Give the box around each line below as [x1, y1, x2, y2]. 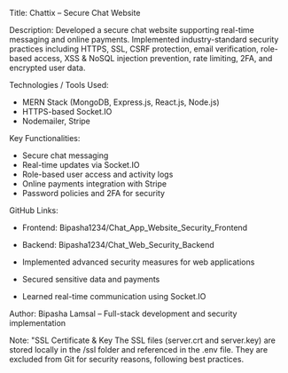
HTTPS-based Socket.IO [21, 107, 113, 116]
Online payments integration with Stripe [21, 179, 167, 189]
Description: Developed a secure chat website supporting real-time [9, 25, 254, 35]
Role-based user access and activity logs [21, 169, 174, 179]
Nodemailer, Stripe [21, 115, 91, 126]
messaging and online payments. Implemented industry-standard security [9, 35, 279, 44]
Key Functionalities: [9, 133, 81, 143]
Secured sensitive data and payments [21, 274, 160, 284]
